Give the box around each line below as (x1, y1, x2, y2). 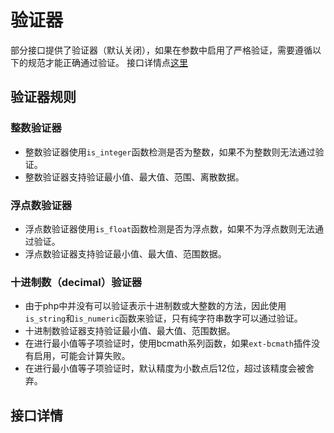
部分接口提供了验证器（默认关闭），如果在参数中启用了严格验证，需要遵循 (10, 44, 313, 56)
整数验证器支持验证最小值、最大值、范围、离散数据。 (24, 171, 245, 183)
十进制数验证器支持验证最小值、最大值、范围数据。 (24, 325, 236, 337)
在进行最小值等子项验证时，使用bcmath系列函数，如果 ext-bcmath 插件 (24, 337, 312, 350)
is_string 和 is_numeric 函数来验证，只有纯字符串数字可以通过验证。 (24, 312, 303, 325)
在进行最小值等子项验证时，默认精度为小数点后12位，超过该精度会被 (24, 362, 307, 375)
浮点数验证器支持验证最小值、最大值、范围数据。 (24, 247, 227, 260)
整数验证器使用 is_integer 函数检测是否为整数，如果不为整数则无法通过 (24, 146, 316, 158)
